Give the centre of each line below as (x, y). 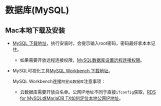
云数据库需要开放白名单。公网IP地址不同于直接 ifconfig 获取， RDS (88, 92)
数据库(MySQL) (37, 10)
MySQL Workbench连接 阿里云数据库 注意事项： (59, 81)
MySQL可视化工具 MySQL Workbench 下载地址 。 (62, 71)
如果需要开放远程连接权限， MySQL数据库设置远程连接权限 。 (82, 60)
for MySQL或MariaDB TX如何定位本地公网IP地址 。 (71, 98)
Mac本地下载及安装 (35, 30)
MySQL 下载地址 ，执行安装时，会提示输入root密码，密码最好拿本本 (82, 43)
